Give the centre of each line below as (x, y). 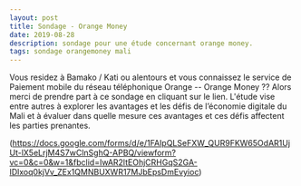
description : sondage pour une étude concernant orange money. (131, 43)
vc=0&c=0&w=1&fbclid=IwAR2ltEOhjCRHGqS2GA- (103, 162)
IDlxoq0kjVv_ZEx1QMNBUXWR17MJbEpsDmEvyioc (104, 172)
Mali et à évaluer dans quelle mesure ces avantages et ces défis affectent (147, 116)
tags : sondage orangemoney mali (70, 52)
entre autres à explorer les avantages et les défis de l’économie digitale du (148, 106)
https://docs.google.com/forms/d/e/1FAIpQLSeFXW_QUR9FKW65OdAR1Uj (151, 143)
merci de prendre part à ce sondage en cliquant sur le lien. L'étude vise (142, 97)
